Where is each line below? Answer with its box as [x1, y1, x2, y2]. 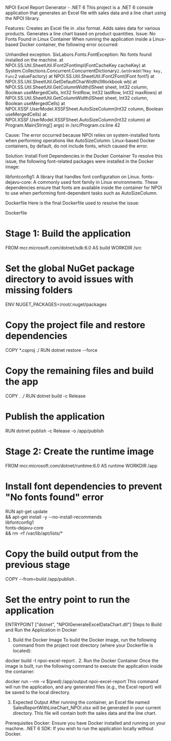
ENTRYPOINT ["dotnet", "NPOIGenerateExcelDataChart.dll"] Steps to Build [5, 622, 162, 628]
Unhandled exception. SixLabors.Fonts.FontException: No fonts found [5, 51, 152, 57]
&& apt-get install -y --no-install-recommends [5, 514, 102, 520]
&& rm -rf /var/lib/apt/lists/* [5, 530, 63, 536]
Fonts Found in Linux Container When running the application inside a [5, 36, 152, 42]
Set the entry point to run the [5, 594, 130, 605]
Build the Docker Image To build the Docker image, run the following [12, 637, 157, 643]
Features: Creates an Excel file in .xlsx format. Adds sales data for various [5, 25, 161, 31]
